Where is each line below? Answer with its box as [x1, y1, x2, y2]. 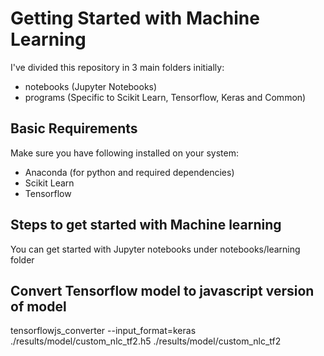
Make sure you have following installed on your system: [10, 147, 239, 159]
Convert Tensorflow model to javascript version [10, 282, 315, 299]
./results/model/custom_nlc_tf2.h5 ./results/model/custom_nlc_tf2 [10, 335, 282, 347]
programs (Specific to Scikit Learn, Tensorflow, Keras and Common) [24, 91, 307, 103]
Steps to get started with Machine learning [10, 217, 282, 234]
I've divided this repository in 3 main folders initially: [10, 61, 225, 73]
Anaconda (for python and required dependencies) [24, 166, 235, 178]
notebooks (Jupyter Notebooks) [24, 80, 158, 92]
